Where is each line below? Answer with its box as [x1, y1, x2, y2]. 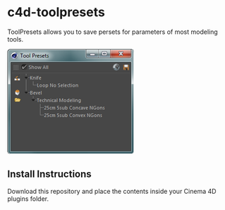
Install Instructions [7, 168, 92, 180]
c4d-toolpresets [7, 4, 106, 20]
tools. [7, 35, 24, 43]
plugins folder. [7, 194, 49, 203]
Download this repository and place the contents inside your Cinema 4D [7, 187, 217, 195]
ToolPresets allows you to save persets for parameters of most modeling [7, 27, 219, 36]
